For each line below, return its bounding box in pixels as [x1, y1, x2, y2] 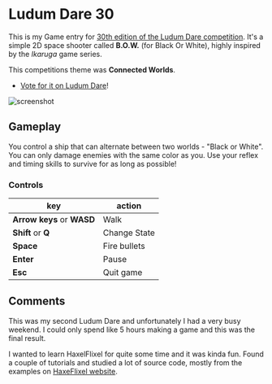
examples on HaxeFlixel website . [8, 366, 118, 376]
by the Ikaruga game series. [8, 49, 103, 59]
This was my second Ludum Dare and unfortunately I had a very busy [8, 316, 241, 325]
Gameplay [8, 120, 62, 134]
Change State [102, 227, 156, 238]
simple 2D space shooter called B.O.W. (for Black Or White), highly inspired [8, 40, 261, 50]
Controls [8, 179, 44, 190]
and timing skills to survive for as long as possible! [8, 159, 177, 168]
